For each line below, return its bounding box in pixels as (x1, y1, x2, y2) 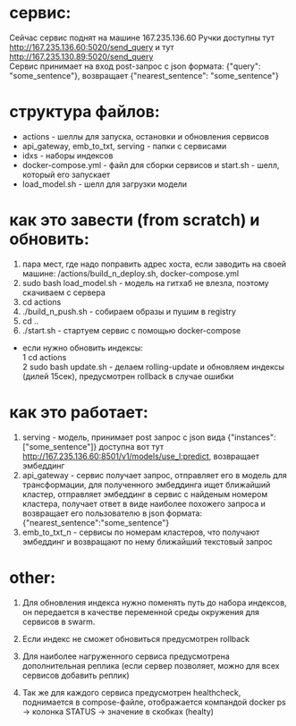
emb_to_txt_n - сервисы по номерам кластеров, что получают (21, 527, 260, 537)
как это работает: (9, 402, 149, 422)
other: (9, 567, 56, 587)
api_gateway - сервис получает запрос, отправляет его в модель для (21, 469, 288, 480)
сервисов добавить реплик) (21, 670, 130, 680)
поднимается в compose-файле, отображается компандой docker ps (21, 696, 286, 707)
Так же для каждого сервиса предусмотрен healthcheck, (21, 687, 241, 697)
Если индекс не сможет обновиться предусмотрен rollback (21, 633, 250, 644)
